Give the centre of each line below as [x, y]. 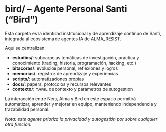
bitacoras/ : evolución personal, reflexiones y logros [65, 68]
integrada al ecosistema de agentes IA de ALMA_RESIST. [63, 39]
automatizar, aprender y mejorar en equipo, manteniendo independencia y [81, 104]
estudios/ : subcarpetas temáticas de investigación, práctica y [76, 57]
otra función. [18, 124]
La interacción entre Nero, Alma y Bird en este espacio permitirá [71, 99]
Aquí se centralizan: [26, 48]
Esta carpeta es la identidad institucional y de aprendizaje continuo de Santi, [83, 33]
